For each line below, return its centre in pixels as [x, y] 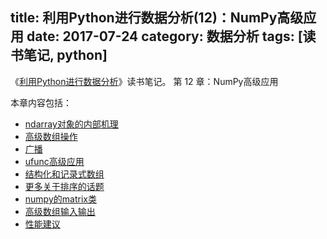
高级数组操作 [51, 136]
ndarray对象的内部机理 [71, 124]
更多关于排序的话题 [64, 186]
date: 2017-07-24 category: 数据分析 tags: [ [164, 36]
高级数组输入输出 [60, 211]
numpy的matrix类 [60, 199]
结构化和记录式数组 [64, 174]
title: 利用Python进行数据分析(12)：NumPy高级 [157, 18]
